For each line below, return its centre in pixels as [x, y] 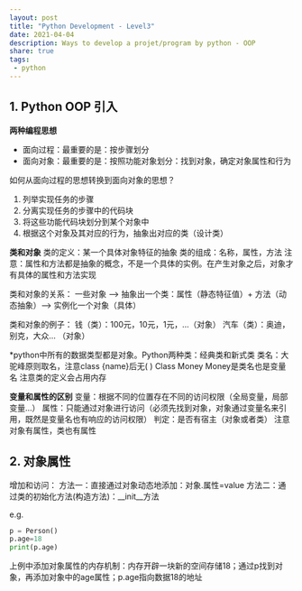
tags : [19, 60]
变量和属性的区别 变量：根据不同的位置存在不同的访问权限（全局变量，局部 [149, 396]
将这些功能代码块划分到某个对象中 [86, 221]
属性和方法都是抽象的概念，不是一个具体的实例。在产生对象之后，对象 [155, 263]
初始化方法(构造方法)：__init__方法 [96, 496]
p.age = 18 [26, 539]
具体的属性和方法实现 [56, 274]
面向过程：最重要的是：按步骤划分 [86, 149]
